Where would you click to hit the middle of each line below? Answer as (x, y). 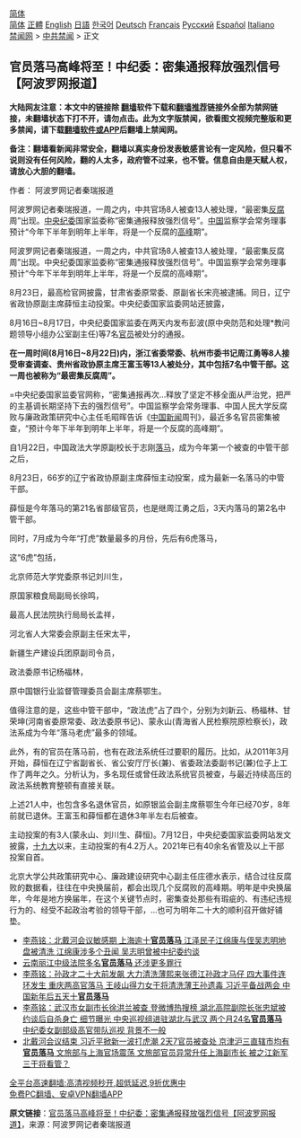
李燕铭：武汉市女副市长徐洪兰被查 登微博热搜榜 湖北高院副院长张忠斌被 (154, 1007)
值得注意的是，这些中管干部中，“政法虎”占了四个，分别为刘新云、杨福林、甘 (150, 710)
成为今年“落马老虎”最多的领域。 (83, 732)
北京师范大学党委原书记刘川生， (68, 576)
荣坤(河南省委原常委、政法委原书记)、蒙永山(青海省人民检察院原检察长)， (145, 721)
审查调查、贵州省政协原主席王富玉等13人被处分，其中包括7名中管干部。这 (153, 364)
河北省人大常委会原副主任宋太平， (72, 633)
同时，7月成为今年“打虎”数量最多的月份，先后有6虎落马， (116, 538)
